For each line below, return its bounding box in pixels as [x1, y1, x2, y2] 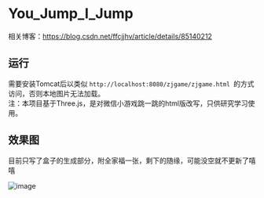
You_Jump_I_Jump [8, 5, 134, 23]
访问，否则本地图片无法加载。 [8, 88, 104, 98]
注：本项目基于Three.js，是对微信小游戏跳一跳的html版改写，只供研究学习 [8, 99, 249, 108]
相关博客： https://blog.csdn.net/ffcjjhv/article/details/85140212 [8, 31, 212, 41]
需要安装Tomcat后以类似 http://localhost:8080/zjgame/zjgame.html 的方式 [8, 79, 255, 88]
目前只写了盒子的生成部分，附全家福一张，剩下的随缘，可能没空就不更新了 [8, 156, 249, 165]
